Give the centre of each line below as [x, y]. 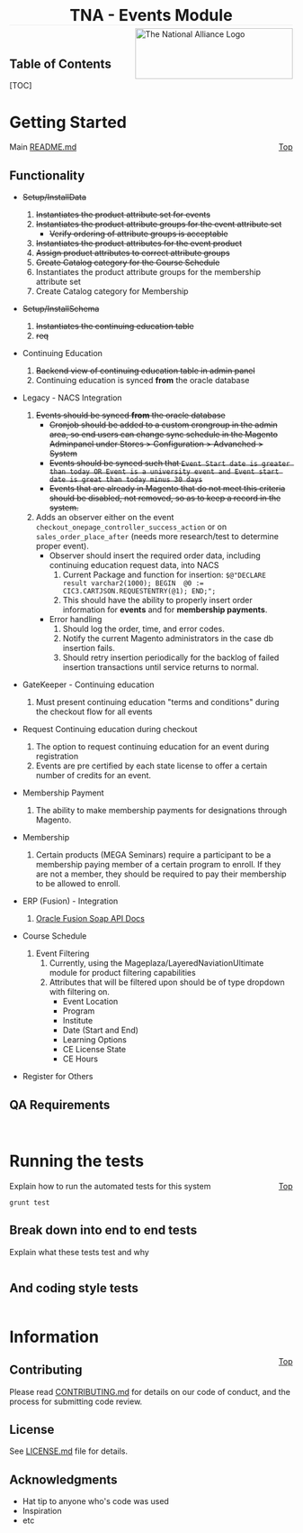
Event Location [90, 1002]
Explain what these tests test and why [80, 1252]
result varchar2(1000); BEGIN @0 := [133, 583]
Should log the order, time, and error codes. [143, 629]
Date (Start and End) [101, 1030]
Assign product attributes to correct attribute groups [133, 253]
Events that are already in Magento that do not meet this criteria [167, 489]
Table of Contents [61, 64]
